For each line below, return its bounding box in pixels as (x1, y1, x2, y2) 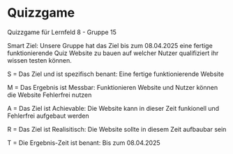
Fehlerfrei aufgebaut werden (7, 111, 89, 120)
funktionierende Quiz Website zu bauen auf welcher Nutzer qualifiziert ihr (7, 49, 219, 57)
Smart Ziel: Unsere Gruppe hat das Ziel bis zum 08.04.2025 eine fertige (7, 41, 213, 49)
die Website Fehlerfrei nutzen (7, 91, 92, 99)
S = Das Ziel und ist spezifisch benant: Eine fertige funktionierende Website (7, 70, 225, 78)
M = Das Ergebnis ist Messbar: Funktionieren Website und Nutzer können (7, 83, 218, 91)
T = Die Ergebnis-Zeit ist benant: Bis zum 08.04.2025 (7, 138, 160, 147)
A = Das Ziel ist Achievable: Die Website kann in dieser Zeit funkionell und (7, 104, 220, 112)
